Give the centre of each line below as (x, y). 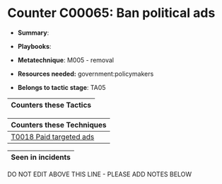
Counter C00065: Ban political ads (111, 13)
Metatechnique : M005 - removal (66, 60)
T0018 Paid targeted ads (53, 137)
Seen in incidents (41, 157)
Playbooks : (34, 46)
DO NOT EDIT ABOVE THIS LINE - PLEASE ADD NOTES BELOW (100, 174)
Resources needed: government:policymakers (86, 74)
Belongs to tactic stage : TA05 (62, 87)
